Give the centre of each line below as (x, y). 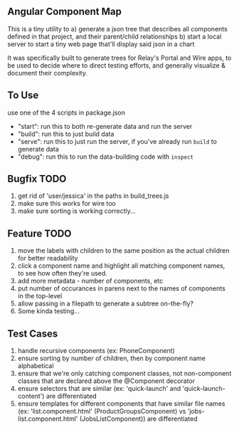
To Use (23, 95)
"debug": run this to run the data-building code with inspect (106, 157)
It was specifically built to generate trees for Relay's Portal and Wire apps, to (119, 58)
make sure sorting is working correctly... (77, 211)
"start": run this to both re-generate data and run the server (105, 126)
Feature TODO (39, 233)
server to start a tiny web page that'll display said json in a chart (101, 44)
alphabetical (36, 366)
